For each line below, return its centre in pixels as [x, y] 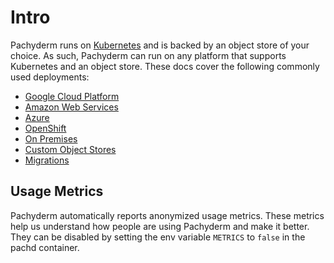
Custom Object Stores [70, 149]
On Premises [51, 138]
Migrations [47, 160]
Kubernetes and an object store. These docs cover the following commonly [165, 66]
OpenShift [45, 128]
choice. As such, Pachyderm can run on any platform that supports [148, 55]
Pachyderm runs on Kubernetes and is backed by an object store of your [160, 45]
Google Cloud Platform [72, 96]
